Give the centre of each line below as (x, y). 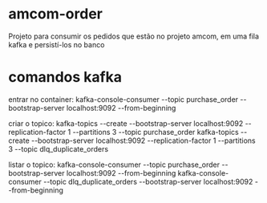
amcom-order (55, 14)
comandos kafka (65, 77)
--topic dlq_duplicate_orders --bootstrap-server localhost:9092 (148, 181)
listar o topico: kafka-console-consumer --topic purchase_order (114, 164)
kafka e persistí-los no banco (57, 44)
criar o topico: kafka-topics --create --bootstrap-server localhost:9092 (126, 123)
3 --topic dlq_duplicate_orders (59, 148)
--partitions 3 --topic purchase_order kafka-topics (156, 132)
